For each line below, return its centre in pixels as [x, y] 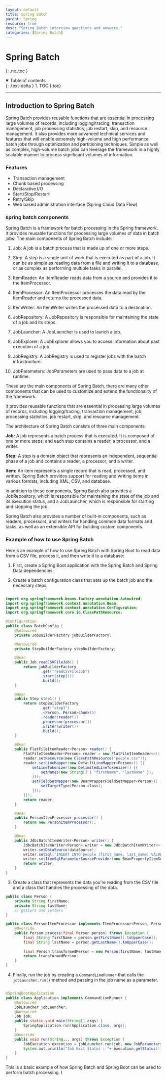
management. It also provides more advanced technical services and [76, 134]
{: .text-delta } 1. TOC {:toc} [33, 86]
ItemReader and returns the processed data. [58, 298]
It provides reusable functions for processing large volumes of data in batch [83, 234]
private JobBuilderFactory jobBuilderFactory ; [63, 635]
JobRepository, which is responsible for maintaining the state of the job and [82, 496]
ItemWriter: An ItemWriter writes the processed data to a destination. [82, 308]
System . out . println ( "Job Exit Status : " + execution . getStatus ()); [94, 1049]
